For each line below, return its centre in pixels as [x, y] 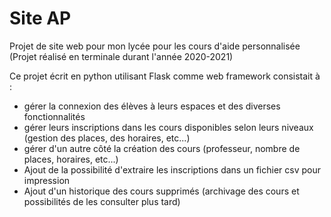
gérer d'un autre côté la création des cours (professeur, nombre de [162, 148]
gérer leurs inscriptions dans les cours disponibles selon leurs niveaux [168, 127]
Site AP [40, 18]
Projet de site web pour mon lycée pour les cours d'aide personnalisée [155, 46]
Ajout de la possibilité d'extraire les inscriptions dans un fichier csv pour [172, 169]
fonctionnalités [54, 116]
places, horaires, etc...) [71, 159]
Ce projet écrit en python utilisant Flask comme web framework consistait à [165, 76]
